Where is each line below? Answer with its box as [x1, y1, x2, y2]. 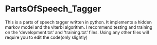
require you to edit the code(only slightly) [5, 34, 88, 40]
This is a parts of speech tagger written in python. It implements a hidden [5, 19, 152, 25]
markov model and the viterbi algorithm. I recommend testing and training [5, 24, 153, 30]
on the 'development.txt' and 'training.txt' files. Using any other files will [5, 29, 149, 35]
